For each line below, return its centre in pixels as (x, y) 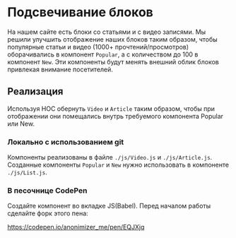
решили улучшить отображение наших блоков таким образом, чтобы (112, 39)
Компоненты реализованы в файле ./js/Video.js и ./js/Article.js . (110, 157)
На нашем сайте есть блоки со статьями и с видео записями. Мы (107, 32)
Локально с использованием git (66, 142)
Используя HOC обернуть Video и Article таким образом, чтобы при (111, 108)
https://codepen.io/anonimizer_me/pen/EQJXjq (76, 227)
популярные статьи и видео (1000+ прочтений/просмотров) (98, 47)
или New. (21, 124)
